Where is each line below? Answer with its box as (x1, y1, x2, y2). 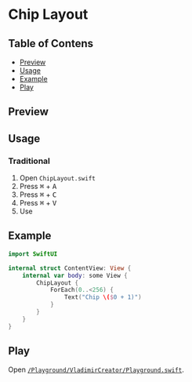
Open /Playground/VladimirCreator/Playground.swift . (8, 365, 184, 374)
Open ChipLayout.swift (19, 173, 96, 183)
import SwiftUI (8, 249, 58, 258)
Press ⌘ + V (19, 198, 57, 208)
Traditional (8, 155, 51, 166)
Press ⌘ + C (19, 190, 57, 199)
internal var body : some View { (22, 271, 128, 279)
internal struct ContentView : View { (8, 264, 132, 272)
